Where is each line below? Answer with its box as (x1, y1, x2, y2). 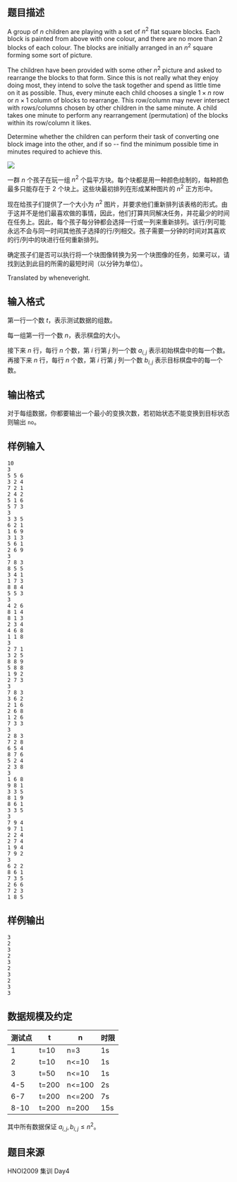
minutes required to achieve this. (7, 147, 102, 156)
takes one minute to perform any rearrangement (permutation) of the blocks (7, 110, 229, 119)
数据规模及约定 (7, 1010, 73, 1022)
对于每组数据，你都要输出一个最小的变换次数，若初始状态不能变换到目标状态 (7, 409, 230, 417)
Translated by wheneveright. (7, 273, 90, 282)
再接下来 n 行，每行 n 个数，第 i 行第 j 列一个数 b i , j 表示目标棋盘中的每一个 (7, 356, 224, 366)
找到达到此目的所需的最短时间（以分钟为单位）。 (7, 259, 147, 268)
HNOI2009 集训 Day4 (7, 1166, 70, 1175)
